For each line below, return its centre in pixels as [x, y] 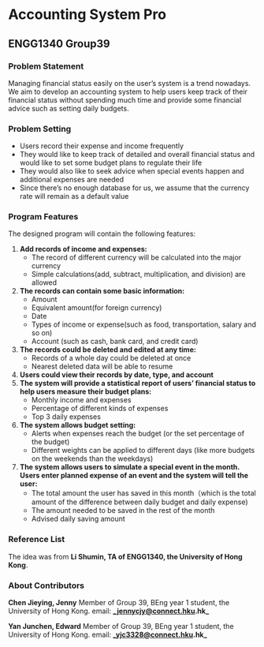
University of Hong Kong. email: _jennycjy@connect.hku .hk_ [109, 611]
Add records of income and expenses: [83, 249]
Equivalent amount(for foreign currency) [97, 308]
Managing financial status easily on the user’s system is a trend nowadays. [129, 83]
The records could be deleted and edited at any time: [108, 350]
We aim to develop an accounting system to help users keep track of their [128, 92]
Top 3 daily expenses [66, 417]
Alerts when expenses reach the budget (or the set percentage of [138, 434]
